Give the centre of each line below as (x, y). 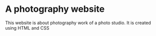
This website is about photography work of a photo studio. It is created (78, 23)
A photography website (55, 9)
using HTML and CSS (27, 28)
